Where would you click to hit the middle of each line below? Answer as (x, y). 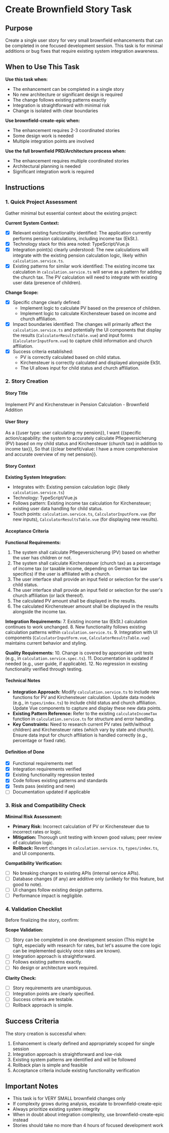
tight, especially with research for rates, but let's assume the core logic (87, 946)
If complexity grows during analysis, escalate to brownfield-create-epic (87, 1104)
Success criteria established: (43, 351)
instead (21, 1120)
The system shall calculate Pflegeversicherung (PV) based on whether (86, 552)
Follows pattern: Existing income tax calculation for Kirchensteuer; (82, 503)
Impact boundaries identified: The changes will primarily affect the (82, 324)
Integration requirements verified (47, 769)
